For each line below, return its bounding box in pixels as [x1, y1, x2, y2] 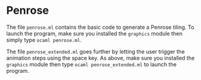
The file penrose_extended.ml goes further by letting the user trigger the [6, 48, 185, 55]
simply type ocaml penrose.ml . [6, 36, 82, 43]
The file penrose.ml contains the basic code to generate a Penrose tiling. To [6, 23, 195, 31]
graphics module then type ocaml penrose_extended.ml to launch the [6, 61, 177, 68]
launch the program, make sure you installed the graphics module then [6, 29, 183, 37]
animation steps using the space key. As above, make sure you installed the [6, 54, 195, 61]
